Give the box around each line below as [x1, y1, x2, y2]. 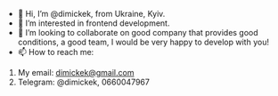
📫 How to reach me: [17, 47, 94, 57]
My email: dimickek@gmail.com [17, 68, 135, 77]
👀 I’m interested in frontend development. [17, 18, 170, 28]
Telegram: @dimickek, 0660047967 [17, 76, 150, 87]
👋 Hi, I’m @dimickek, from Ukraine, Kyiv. [17, 9, 166, 19]
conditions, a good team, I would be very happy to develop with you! [17, 36, 270, 47]
